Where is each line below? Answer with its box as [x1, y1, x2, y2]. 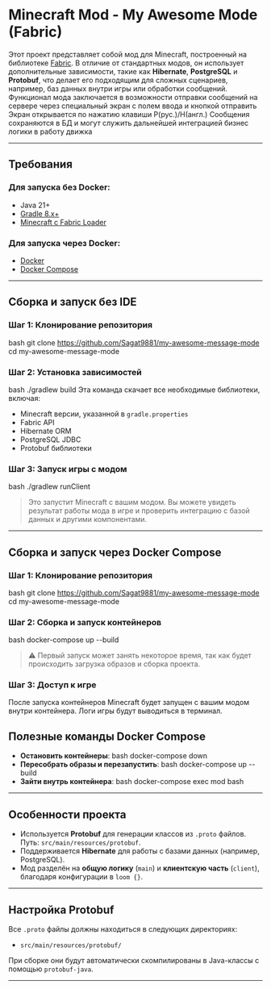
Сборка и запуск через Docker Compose [8, 545, 222, 559]
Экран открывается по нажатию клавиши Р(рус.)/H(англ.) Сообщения [8, 109, 250, 119]
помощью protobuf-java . [8, 964, 94, 974]
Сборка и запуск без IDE [8, 295, 137, 309]
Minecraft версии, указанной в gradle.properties [19, 409, 189, 419]
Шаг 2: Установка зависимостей [8, 366, 143, 378]
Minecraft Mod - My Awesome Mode [8, 6, 258, 24]
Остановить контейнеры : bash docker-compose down [19, 751, 208, 761]
